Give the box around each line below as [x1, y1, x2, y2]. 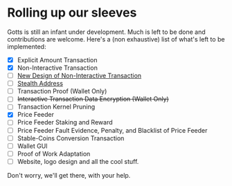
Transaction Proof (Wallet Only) [17, 87, 107, 95]
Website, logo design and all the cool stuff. [17, 157, 139, 165]
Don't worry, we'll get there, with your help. [7, 171, 131, 179]
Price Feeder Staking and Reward [17, 118, 113, 127]
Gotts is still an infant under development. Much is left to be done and [7, 28, 206, 36]
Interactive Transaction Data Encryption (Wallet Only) [17, 95, 170, 103]
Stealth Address [17, 80, 64, 88]
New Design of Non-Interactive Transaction [17, 71, 142, 80]
